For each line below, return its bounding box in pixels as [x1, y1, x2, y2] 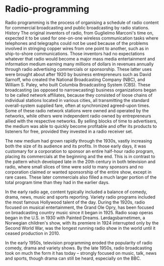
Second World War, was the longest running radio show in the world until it [5, 225, 156, 231]
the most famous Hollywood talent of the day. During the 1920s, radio [5, 199, 145, 205]
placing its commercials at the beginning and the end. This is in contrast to [5, 153, 156, 159]
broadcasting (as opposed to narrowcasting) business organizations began [5, 87, 157, 93]
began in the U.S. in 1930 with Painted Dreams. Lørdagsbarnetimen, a [5, 215, 145, 221]
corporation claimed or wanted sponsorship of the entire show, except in [5, 169, 152, 175]
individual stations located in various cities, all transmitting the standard [5, 97, 149, 103]
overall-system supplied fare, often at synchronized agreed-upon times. [5, 102, 150, 108]
